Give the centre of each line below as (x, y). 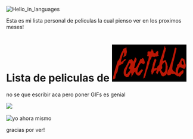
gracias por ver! (26, 129)
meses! (15, 27)
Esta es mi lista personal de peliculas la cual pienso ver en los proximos (94, 20)
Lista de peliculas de (58, 78)
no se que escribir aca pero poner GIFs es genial (66, 94)
